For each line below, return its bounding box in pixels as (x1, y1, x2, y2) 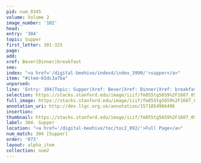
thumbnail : (6, 114, 33, 120)
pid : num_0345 (6, 8, 42, 15)
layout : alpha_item (6, 142, 55, 148)
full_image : (6, 97, 36, 103)
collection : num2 (6, 147, 50, 153)
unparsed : (6, 81, 31, 87)
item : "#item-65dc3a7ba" (6, 75, 68, 81)
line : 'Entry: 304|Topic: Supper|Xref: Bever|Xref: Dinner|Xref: (6, 87, 172, 93)
